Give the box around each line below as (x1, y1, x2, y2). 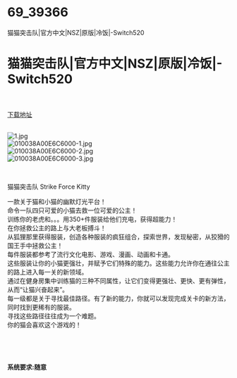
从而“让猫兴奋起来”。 (7, 285, 69, 294)
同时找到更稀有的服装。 (7, 303, 75, 311)
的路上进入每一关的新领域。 (7, 267, 88, 276)
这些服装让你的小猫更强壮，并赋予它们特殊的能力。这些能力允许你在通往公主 (7, 258, 230, 267)
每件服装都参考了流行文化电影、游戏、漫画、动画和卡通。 (7, 250, 174, 258)
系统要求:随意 (7, 363, 47, 371)
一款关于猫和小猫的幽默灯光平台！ (7, 197, 107, 206)
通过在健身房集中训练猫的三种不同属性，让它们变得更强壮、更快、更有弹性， (7, 276, 230, 285)
